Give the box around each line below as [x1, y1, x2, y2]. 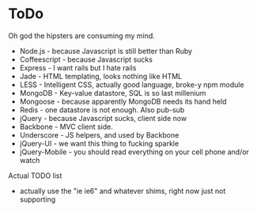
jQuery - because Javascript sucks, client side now [19, 113, 187, 123]
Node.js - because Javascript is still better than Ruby [19, 46, 192, 55]
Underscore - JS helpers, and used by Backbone [19, 130, 180, 139]
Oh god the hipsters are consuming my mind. [8, 31, 156, 40]
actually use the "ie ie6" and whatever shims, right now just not [19, 186, 226, 195]
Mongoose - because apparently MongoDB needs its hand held [19, 97, 227, 106]
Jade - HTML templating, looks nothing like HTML [19, 71, 183, 81]
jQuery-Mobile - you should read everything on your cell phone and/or [19, 147, 249, 157]
